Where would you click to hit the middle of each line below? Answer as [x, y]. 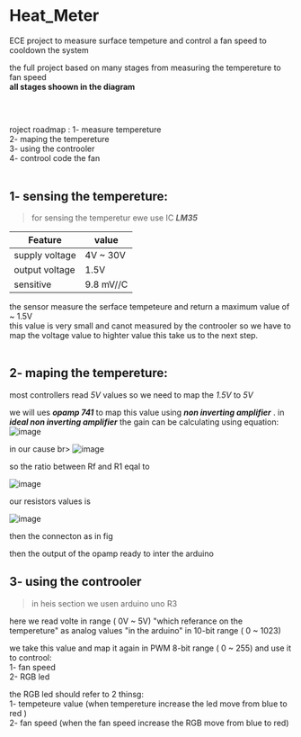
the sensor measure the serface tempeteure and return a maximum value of [150, 307]
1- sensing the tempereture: [89, 196]
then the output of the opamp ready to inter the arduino [111, 553]
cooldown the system [49, 49]
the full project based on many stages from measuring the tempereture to [145, 67]
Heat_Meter [54, 16]
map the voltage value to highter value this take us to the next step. [134, 336]
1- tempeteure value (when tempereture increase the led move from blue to [148, 704]
